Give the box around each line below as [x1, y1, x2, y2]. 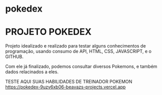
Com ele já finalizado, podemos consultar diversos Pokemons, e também [5, 64, 158, 70]
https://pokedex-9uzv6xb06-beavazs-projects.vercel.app [5, 84, 126, 90]
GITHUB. [5, 54, 24, 60]
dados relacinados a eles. [5, 69, 59, 75]
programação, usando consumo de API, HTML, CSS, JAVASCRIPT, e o [5, 49, 152, 55]
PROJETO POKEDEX [5, 26, 92, 38]
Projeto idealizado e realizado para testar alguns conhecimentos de [5, 43, 146, 49]
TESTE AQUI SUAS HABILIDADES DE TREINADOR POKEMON [5, 79, 133, 85]
